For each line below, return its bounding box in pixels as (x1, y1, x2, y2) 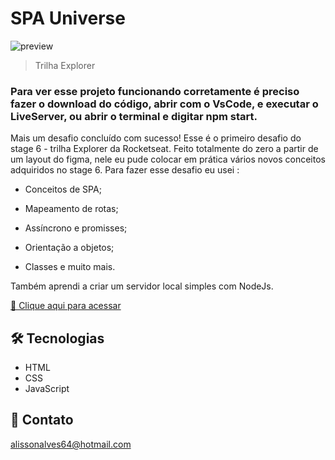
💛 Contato (10, 412, 74, 429)
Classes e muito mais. (24, 261, 116, 273)
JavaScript (24, 383, 70, 395)
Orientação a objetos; (24, 242, 115, 254)
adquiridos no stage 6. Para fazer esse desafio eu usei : (10, 164, 240, 176)
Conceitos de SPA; (24, 183, 102, 196)
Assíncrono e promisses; (24, 222, 128, 234)
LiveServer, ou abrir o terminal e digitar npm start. (10, 109, 258, 123)
